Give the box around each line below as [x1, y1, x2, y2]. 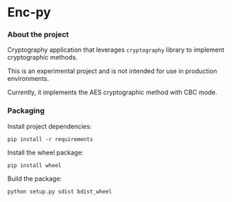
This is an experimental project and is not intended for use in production [7, 67, 218, 75]
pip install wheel [7, 162, 62, 169]
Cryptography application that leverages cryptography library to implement [7, 45, 225, 54]
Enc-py [7, 4, 52, 21]
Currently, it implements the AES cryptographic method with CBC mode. [7, 88, 218, 96]
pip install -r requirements [7, 135, 93, 142]
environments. [7, 74, 50, 83]
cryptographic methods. [7, 53, 78, 62]
